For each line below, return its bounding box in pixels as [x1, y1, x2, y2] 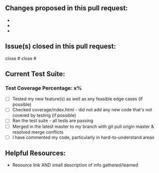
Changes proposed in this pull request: [5, 4, 128, 12]
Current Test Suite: [5, 70, 66, 79]
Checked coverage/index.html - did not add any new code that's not [12, 107, 153, 113]
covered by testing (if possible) [12, 112, 77, 118]
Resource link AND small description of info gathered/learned [12, 162, 138, 168]
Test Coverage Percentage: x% [5, 85, 82, 91]
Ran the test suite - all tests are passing [12, 118, 93, 124]
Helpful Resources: [5, 149, 66, 158]
